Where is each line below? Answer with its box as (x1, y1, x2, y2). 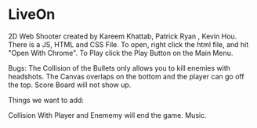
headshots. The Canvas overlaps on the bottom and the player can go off (8, 71, 244, 81)
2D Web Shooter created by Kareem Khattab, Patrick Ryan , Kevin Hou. (8, 31, 237, 41)
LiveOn (8, 5, 56, 24)
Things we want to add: (8, 95, 85, 104)
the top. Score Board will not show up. (8, 80, 132, 90)
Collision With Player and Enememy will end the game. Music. (8, 110, 207, 119)
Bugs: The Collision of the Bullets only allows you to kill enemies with (8, 63, 231, 72)
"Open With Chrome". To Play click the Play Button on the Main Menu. (8, 48, 233, 57)
